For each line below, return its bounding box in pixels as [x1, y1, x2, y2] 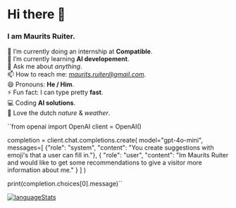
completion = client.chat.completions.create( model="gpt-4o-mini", [7, 136, 203, 145]
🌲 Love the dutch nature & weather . [7, 109, 111, 117]
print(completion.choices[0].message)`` [7, 179, 123, 188]
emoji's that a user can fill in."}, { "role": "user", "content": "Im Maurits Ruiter [7, 151, 229, 160]
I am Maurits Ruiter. [7, 32, 75, 41]
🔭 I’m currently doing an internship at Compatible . [7, 47, 153, 56]
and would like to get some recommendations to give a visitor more [7, 158, 202, 167]
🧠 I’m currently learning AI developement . [7, 55, 130, 63]
